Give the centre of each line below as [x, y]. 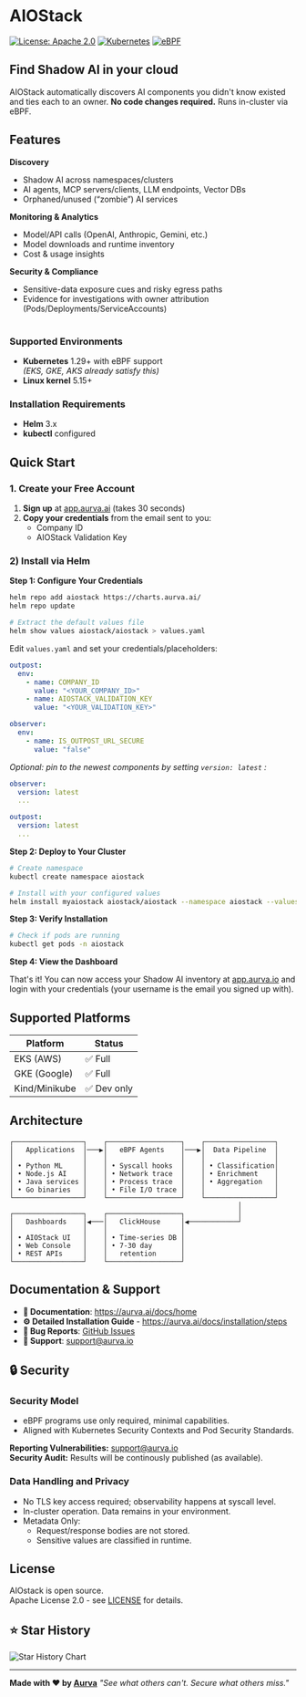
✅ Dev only [109, 1088]
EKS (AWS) [38, 1058]
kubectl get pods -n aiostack [67, 944]
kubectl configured [59, 433]
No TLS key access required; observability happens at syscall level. [149, 1501]
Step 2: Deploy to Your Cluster [68, 851]
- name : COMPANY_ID [63, 682]
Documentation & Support [85, 1290]
